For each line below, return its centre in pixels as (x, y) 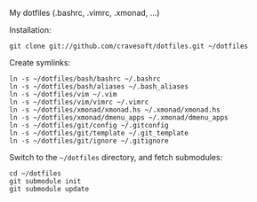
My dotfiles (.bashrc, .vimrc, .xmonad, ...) (84, 13)
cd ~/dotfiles (36, 174)
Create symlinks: (40, 62)
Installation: (30, 30)
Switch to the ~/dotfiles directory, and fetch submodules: (116, 157)
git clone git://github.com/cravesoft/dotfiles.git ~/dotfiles (129, 46)
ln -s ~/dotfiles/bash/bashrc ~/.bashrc (85, 79)
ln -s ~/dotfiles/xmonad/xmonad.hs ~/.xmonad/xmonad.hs (115, 110)
